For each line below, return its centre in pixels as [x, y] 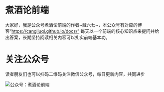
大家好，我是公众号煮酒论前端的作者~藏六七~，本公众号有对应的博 [74, 25]
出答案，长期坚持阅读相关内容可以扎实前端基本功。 [58, 37]
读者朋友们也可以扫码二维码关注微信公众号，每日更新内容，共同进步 [75, 74]
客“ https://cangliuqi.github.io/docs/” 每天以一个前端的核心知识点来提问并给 [82, 31]
